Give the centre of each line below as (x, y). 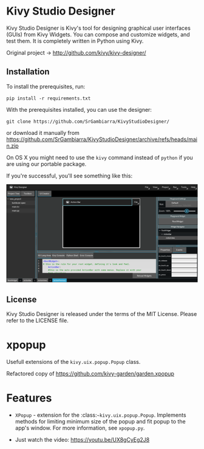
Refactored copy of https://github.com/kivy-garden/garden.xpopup (90, 373)
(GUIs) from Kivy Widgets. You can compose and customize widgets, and (98, 34)
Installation (28, 72)
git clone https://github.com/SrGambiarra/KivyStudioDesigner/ (88, 122)
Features (29, 398)
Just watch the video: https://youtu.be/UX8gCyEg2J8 (82, 439)
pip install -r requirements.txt (49, 98)
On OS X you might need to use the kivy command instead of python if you (100, 157)
